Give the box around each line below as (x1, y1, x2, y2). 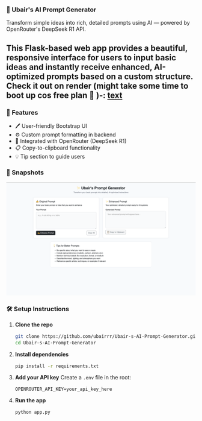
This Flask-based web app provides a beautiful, (6, 43, 188, 53)
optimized (6, 71, 45, 81)
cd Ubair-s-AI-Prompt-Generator (14, 340, 96, 346)
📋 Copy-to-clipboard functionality (14, 144, 101, 151)
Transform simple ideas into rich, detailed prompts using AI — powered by (6, 19, 191, 27)
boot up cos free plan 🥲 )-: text (6, 90, 123, 100)
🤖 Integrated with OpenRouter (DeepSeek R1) (14, 137, 127, 144)
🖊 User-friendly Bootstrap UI (14, 122, 87, 129)
